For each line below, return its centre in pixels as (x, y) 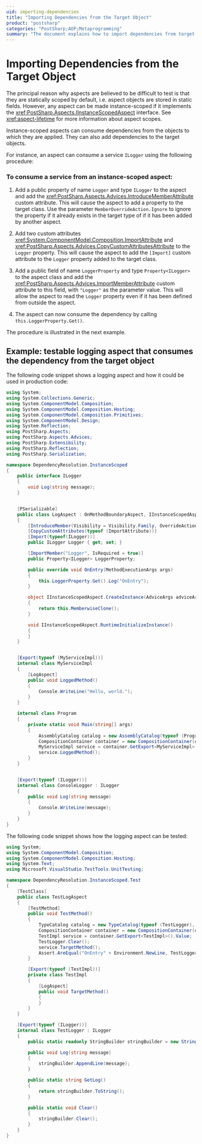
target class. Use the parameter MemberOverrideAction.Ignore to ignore (103, 209)
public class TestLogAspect (52, 897)
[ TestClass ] (32, 891)
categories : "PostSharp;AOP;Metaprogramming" (64, 29)
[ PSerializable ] (38, 509)
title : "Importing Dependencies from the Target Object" (79, 17)
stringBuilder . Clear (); (68, 1119)
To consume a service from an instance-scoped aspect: (90, 177)
